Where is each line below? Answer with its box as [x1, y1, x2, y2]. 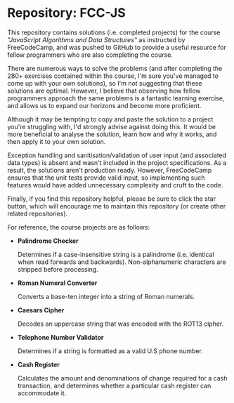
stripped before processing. [17, 265, 98, 273]
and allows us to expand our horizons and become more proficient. [7, 101, 202, 110]
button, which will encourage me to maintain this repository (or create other [7, 201, 226, 210]
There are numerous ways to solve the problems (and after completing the [7, 64, 223, 72]
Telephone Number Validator [17, 333, 104, 341]
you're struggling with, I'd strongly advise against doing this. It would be [7, 122, 216, 131]
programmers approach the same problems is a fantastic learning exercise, [7, 93, 225, 103]
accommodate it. [17, 388, 67, 397]
